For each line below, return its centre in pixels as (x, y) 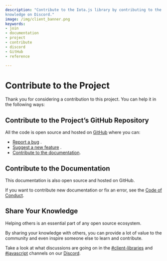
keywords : (15, 24)
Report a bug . (27, 142)
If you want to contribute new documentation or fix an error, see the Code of (83, 190)
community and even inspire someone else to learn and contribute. (74, 238)
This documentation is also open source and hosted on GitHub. (70, 180)
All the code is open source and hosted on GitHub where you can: (73, 132)
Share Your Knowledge (42, 211)
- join (12, 28)
